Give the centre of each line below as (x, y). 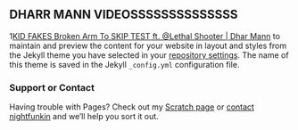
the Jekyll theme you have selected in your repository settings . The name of (149, 55)
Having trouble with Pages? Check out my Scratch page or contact (132, 107)
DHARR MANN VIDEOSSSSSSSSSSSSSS (124, 15)
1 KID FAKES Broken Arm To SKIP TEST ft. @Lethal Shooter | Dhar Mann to (145, 36)
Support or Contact (52, 87)
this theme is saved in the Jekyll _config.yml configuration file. (124, 64)
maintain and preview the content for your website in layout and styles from (148, 45)
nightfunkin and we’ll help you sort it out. (84, 117)
